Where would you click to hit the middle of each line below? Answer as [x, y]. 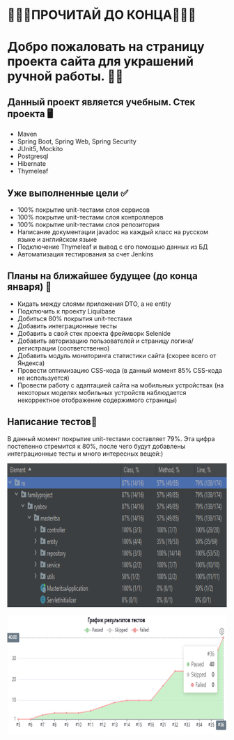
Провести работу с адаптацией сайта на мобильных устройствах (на [120, 385]
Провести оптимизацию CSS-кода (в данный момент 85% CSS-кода [120, 370]
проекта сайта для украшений [100, 62]
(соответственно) [84, 348]
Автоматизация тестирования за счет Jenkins [85, 254]
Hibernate [32, 164]
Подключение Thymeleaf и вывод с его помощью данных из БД [112, 247]
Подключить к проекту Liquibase [67, 311]
